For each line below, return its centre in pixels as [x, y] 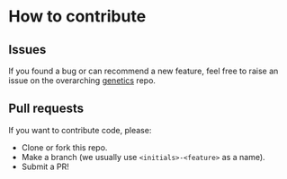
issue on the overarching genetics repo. [82, 81]
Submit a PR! [45, 166]
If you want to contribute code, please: [80, 130]
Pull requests [46, 109]
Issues [27, 50]
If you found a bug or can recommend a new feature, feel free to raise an [143, 71]
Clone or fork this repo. [64, 147]
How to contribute [77, 17]
